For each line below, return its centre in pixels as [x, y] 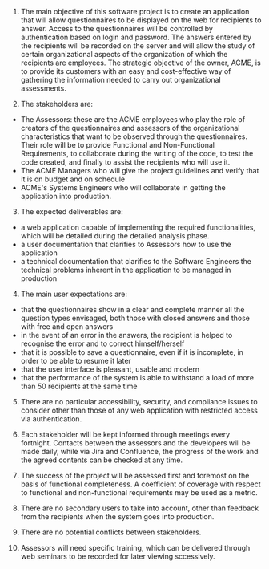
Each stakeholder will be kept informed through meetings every [125, 434]
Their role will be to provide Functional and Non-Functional [118, 145]
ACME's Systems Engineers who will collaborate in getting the [123, 187]
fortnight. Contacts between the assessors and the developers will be [135, 443]
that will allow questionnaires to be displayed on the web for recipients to [141, 20]
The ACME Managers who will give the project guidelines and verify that [140, 171]
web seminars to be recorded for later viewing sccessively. [118, 556]
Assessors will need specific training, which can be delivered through [135, 548]
